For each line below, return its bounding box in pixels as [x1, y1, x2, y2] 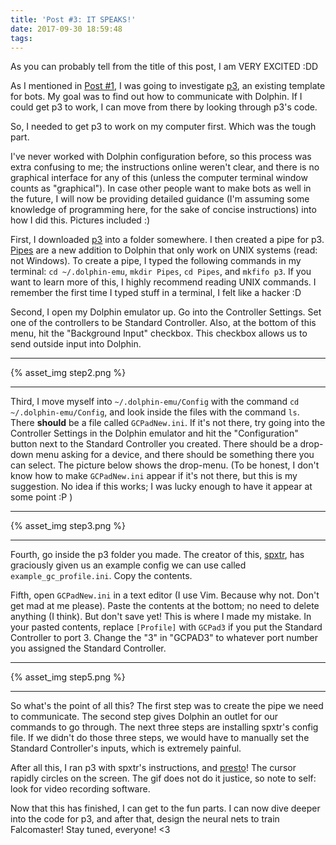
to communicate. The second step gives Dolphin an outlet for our [10, 711, 278, 723]
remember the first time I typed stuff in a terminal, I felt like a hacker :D [10, 287, 302, 299]
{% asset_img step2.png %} [10, 367, 127, 379]
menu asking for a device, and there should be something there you [35, 449, 315, 461]
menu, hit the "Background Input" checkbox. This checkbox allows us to [10, 327, 308, 340]
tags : [10, 33, 33, 43]
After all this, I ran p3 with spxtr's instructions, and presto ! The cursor [10, 762, 297, 774]
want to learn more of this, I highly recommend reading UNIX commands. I [10, 276, 317, 288]
